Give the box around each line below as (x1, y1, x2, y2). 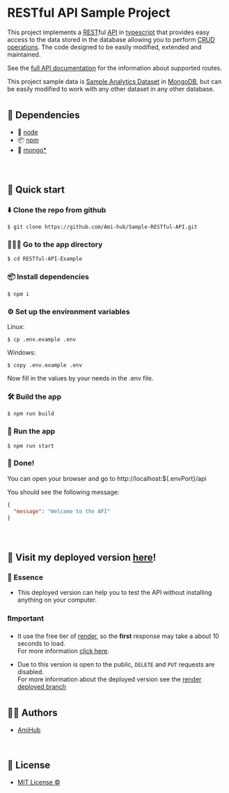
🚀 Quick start (7, 184, 65, 195)
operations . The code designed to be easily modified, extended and (7, 43, 202, 51)
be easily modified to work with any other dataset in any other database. (7, 84, 215, 93)
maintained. (7, 50, 41, 59)
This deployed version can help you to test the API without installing (17, 588, 212, 596)
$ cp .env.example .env (7, 336, 77, 343)
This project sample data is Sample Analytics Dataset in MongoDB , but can (7, 77, 222, 85)
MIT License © (17, 778, 61, 786)
